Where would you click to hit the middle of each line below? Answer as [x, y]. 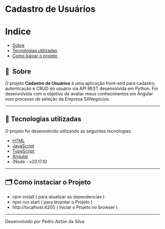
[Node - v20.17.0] [30, 161]
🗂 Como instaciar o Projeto [48, 182]
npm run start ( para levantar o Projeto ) [52, 202]
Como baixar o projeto [35, 56]
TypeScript [23, 151]
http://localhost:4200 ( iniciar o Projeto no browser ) [65, 207]
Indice [18, 32]
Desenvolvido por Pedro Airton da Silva [45, 221]
